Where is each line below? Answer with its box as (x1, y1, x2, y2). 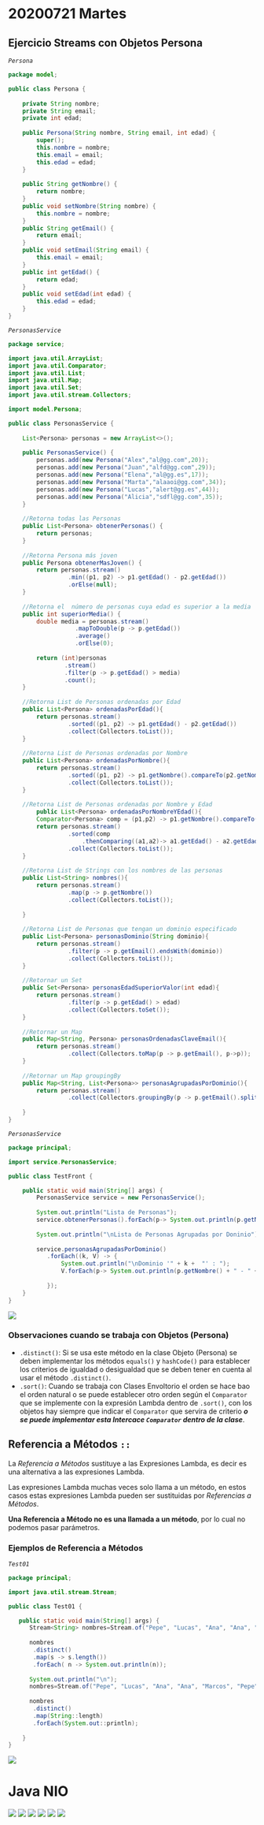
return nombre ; (36, 188, 86, 196)
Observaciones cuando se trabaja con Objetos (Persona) (8, 1330, 229, 1341)
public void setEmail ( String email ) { (22, 246, 149, 255)
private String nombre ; (22, 99, 101, 107)
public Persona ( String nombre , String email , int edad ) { (22, 129, 216, 137)
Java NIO (8, 1782, 69, 1801)
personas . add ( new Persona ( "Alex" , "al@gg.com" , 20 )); (36, 456, 210, 464)
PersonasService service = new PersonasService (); (36, 1194, 206, 1202)
